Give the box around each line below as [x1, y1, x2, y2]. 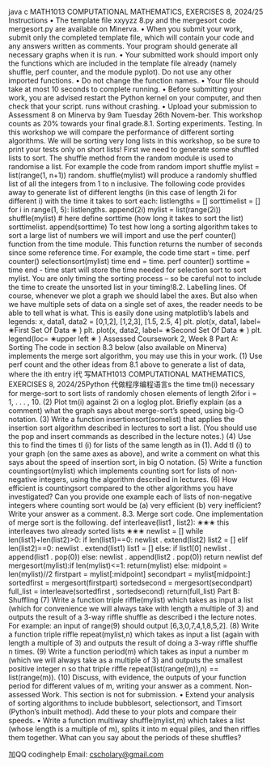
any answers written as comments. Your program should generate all [8, 41, 239, 51]
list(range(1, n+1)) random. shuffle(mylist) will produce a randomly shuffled [8, 170, 257, 180]
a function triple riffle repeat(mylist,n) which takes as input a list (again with [8, 629, 260, 639]
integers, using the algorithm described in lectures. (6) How [39, 475, 238, 484]
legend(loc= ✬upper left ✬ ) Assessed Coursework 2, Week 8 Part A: [8, 334, 239, 343]
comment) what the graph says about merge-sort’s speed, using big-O [8, 406, 244, 415]
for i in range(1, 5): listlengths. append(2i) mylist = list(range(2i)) [8, 205, 222, 214]
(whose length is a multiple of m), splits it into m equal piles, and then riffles [8, 724, 260, 734]
